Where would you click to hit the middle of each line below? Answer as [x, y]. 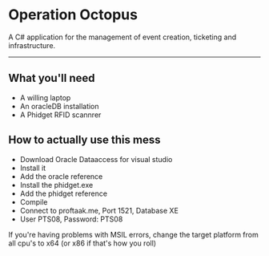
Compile [34, 201]
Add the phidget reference [64, 193]
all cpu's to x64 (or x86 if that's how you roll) [82, 243]
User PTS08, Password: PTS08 [71, 219]
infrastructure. [32, 45]
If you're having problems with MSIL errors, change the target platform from [133, 234]
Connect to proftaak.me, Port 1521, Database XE [99, 210]
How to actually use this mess [84, 140]
